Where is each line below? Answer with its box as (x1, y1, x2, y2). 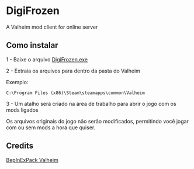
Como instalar (6, 40, 58, 50)
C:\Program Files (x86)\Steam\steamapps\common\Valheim (6, 89, 145, 96)
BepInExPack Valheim (6, 156, 58, 163)
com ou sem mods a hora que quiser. (6, 124, 96, 131)
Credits (6, 141, 34, 151)
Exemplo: (6, 78, 29, 85)
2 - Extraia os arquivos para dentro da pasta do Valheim (6, 67, 140, 74)
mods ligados (6, 106, 39, 113)
